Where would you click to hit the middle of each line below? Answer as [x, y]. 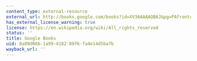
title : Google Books [31, 38]
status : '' [19, 33]
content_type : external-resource [47, 11]
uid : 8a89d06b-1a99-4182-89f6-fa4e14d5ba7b [60, 44]
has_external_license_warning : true [51, 22]
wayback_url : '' [26, 49]
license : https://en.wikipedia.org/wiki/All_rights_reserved [82, 28]
